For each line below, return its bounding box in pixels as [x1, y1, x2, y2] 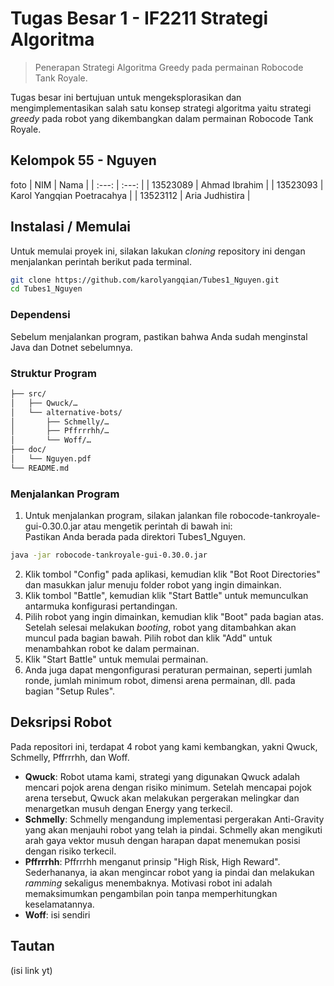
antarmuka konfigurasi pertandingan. [24, 600, 178, 612]
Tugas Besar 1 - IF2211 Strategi [10, 7, 269, 30]
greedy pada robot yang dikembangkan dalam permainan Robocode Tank [10, 112, 314, 124]
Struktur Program [10, 366, 97, 380]
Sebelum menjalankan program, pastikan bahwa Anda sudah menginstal [10, 330, 308, 342]
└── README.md [10, 463, 70, 473]
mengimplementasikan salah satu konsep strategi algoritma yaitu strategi [10, 102, 312, 114]
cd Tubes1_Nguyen [10, 284, 83, 294]
